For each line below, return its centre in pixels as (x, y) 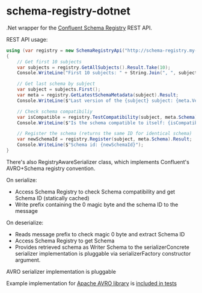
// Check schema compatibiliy (55, 112)
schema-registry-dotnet (68, 11)
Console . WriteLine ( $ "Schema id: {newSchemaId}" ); (81, 145)
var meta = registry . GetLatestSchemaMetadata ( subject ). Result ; (98, 95)
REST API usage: (27, 39)
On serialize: (22, 180)
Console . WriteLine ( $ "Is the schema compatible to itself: (91, 123)
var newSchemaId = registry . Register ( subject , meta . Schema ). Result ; (105, 139)
